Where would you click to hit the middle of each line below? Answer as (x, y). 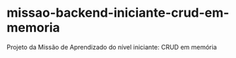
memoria (34, 28)
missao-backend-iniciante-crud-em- (118, 13)
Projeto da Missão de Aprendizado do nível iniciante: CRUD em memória (112, 47)
